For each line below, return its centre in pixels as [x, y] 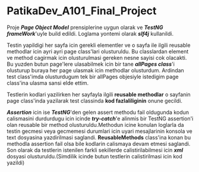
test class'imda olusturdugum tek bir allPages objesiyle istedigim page [93, 77]
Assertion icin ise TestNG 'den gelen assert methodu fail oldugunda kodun [98, 112]
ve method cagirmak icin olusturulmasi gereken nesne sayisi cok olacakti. [97, 58]
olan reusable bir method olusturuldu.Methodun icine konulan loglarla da [95, 125]
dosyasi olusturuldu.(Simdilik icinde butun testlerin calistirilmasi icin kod [95, 156]
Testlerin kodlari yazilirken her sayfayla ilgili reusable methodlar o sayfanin [99, 94]
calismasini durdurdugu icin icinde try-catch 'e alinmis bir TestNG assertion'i [100, 118]
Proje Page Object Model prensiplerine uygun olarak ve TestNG [85, 27]
